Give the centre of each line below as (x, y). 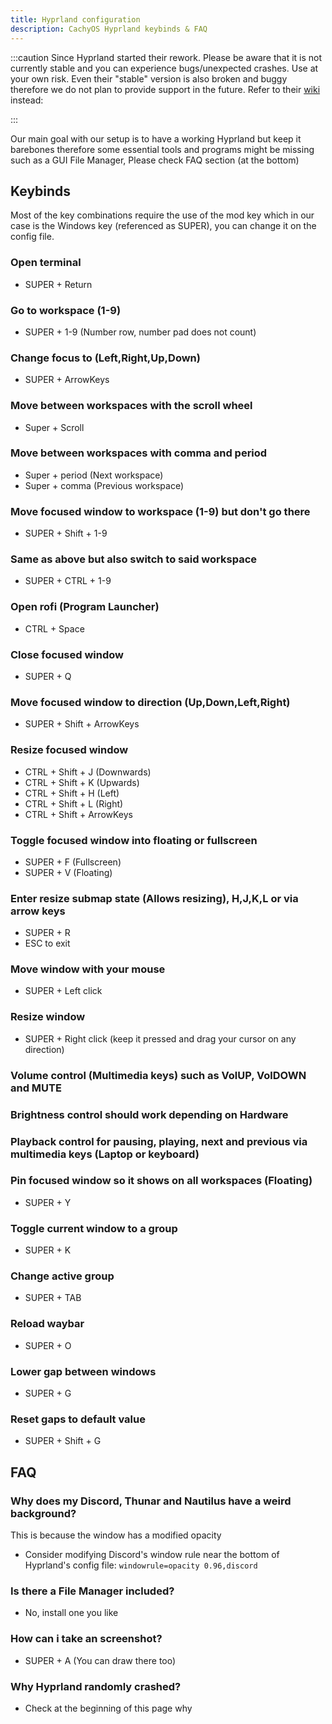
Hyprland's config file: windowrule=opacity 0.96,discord (141, 1565)
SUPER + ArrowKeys (67, 380)
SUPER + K (48, 1250)
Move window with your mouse (88, 969)
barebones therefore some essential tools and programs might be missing (162, 149)
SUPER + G (48, 1393)
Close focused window (67, 654)
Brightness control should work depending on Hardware (149, 1114)
